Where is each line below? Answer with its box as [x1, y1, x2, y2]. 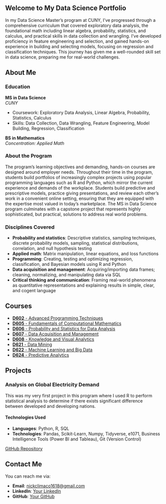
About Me [5, 68, 36, 77]
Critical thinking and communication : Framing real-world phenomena [12, 277, 156, 283]
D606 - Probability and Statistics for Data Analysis [12, 325, 115, 331]
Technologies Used [5, 414, 46, 421]
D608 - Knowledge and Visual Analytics [12, 336, 95, 342]
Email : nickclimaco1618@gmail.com [12, 483, 85, 489]
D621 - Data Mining [12, 341, 53, 347]
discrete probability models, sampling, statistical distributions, [12, 240, 139, 246]
